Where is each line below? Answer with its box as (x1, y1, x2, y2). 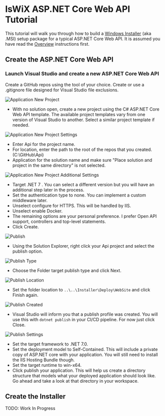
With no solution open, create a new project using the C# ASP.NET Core (12, 106, 160, 112)
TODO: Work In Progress (5, 406, 55, 412)
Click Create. (12, 223, 39, 229)
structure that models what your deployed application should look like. (12, 372, 156, 378)
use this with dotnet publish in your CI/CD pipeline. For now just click (12, 316, 155, 322)
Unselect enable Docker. (12, 208, 63, 214)
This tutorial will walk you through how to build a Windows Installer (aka (5, 30, 152, 36)
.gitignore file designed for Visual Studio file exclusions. (5, 87, 119, 93)
